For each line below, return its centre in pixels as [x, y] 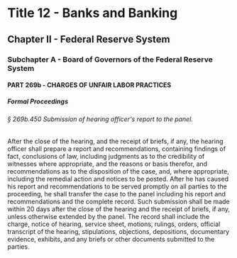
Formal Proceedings [38, 101]
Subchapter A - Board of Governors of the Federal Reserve [110, 60]
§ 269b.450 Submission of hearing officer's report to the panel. [100, 119]
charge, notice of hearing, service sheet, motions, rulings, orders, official [114, 224]
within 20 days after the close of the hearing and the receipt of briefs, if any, [119, 209]
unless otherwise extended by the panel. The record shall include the [109, 216]
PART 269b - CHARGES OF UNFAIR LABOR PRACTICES [89, 85]
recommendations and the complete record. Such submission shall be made [118, 201]
